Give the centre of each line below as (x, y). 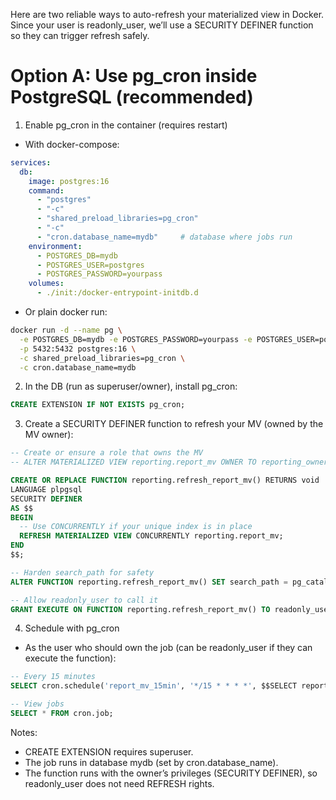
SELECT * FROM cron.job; (62, 714)
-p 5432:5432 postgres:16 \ (78, 349)
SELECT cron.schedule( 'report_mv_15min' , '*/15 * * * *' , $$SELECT (154, 686)
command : (46, 190)
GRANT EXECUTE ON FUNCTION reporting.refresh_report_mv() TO (140, 609)
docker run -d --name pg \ (66, 330)
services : (31, 162)
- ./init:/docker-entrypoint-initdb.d (117, 293)
